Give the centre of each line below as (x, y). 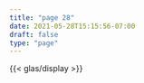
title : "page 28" (42, 18)
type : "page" (34, 43)
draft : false (34, 34)
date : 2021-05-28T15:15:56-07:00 (72, 26)
